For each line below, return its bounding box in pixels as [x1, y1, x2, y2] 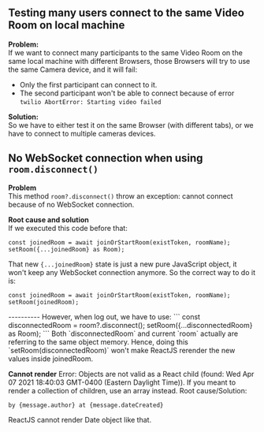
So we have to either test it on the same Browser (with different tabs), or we [8, 120, 254, 129]
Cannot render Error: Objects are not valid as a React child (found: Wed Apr [8, 369, 255, 378]
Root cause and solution [8, 214, 89, 224]
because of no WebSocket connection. [8, 199, 135, 209]
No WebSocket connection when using [8, 151, 203, 165]
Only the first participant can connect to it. [19, 80, 158, 89]
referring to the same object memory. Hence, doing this [8, 337, 189, 346]
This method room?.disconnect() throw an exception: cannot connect [8, 191, 234, 200]
